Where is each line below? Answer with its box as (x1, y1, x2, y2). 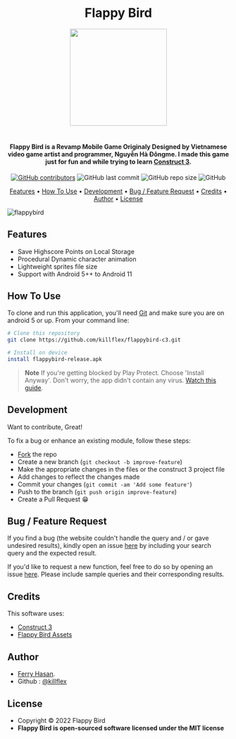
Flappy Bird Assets (17, 630, 73, 639)
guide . (24, 383, 44, 392)
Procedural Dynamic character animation (17, 255, 137, 263)
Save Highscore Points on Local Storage (17, 247, 135, 255)
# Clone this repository (7, 330, 80, 337)
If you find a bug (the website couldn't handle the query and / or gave (7, 534, 209, 542)
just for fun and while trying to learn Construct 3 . (45, 157, 192, 166)
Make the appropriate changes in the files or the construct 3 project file (17, 465, 225, 473)
